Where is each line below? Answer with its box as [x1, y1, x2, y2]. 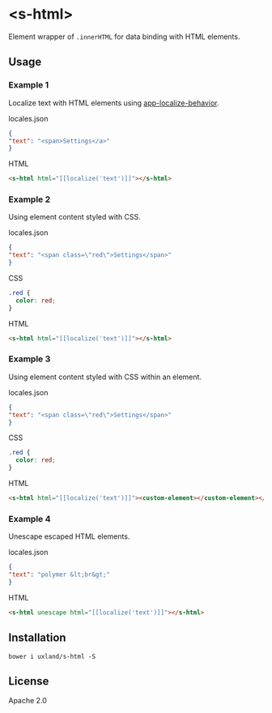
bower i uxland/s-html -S [8, 652, 96, 660]
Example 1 [8, 79, 49, 91]
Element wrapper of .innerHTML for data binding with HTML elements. [8, 32, 240, 41]
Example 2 [8, 194, 51, 205]
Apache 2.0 [8, 696, 47, 706]
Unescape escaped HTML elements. [8, 532, 130, 541]
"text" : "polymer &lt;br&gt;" [8, 570, 111, 579]
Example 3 [8, 353, 51, 365]
